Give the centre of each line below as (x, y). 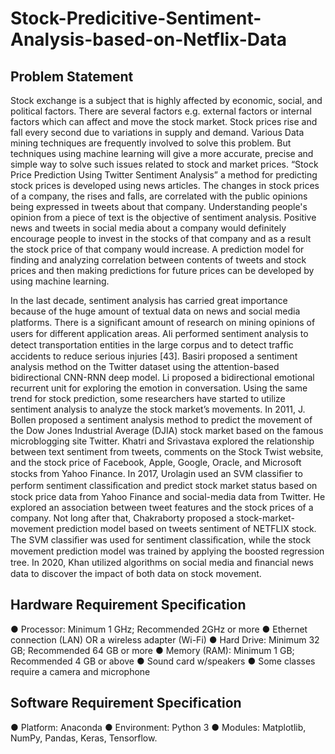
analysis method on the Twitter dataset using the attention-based (145, 366)
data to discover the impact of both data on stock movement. (136, 573)
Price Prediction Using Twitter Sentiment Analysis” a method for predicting (164, 175)
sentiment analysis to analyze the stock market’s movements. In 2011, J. (158, 409)
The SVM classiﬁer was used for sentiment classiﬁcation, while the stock (161, 540)
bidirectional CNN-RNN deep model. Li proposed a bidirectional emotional (162, 377)
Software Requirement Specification (126, 703)
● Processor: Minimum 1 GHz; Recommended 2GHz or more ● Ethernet (159, 629)
